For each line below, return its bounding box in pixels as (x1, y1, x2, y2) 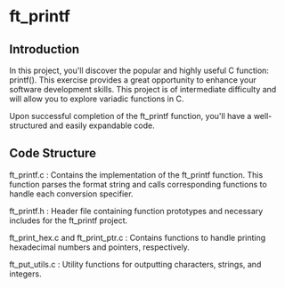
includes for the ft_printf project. (9, 215, 128, 226)
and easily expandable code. (49, 120, 155, 131)
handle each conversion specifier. (9, 188, 134, 199)
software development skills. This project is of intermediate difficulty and (9, 84, 277, 94)
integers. (9, 268, 42, 279)
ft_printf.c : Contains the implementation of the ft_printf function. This (9, 169, 264, 180)
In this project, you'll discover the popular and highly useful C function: (9, 65, 270, 76)
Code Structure (9, 146, 96, 161)
